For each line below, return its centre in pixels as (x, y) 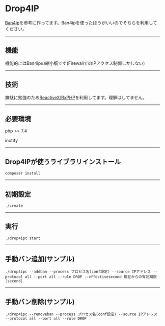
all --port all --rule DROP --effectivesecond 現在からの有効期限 (91, 277)
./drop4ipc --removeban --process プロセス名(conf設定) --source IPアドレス (81, 314)
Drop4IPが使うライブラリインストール (63, 162)
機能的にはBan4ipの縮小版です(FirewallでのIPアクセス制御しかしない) (75, 63)
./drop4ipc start (23, 238)
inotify (12, 141)
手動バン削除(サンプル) (40, 302)
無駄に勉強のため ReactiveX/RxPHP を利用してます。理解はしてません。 (76, 97)
